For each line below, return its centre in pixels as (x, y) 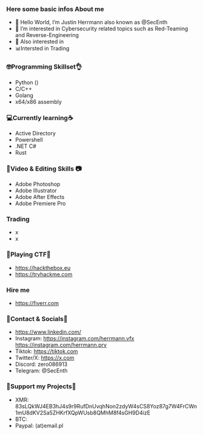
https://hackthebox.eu (43, 268)
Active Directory (35, 133)
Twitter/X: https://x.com (45, 358)
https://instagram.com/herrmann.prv (61, 345)
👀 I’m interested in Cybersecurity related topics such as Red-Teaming (101, 29)
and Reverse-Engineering (47, 35)
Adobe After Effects (40, 197)
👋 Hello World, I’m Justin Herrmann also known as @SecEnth (91, 22)
